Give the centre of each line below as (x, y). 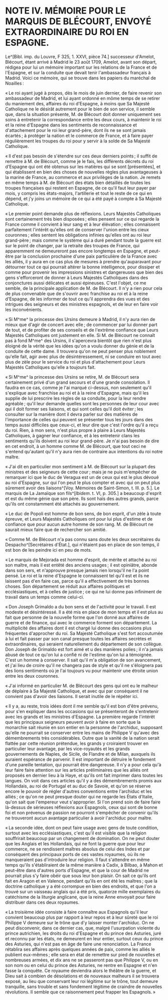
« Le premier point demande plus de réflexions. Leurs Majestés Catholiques (83, 214)
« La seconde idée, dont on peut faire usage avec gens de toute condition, (82, 827)
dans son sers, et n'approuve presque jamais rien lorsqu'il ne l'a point (77, 570)
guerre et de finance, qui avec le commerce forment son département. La (81, 622)
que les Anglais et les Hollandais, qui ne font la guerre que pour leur (75, 844)
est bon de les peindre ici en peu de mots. (49, 550)
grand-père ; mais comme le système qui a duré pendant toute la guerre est (83, 240)
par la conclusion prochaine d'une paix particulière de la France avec (86, 256)
